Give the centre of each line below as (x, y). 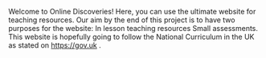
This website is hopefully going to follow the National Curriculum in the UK (131, 37)
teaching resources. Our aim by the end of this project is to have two (122, 20)
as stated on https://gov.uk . (55, 45)
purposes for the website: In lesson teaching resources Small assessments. (133, 28)
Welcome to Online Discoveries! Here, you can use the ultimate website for (132, 12)
